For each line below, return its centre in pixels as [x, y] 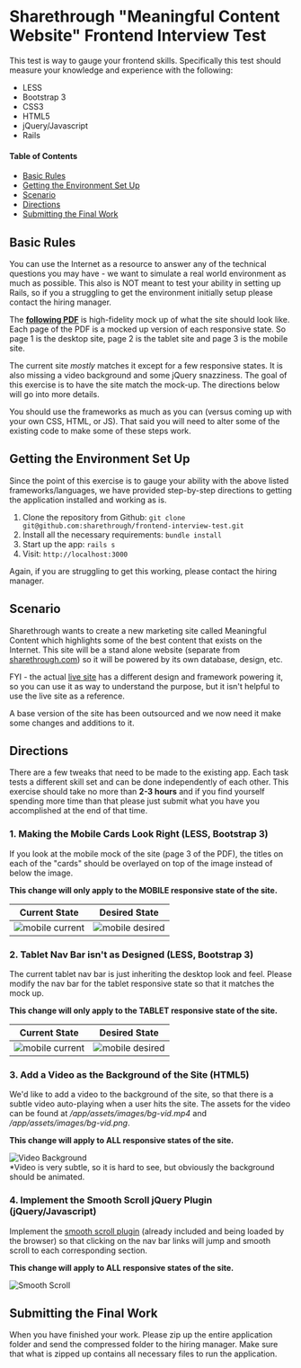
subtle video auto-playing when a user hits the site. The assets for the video [150, 1104]
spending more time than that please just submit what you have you [135, 801]
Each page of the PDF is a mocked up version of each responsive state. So [147, 329]
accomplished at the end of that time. [79, 811]
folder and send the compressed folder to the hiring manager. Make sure [144, 1345]
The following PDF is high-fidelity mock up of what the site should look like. [150, 319]
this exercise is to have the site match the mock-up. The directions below [145, 385]
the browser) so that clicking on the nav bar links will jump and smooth [140, 1240]
